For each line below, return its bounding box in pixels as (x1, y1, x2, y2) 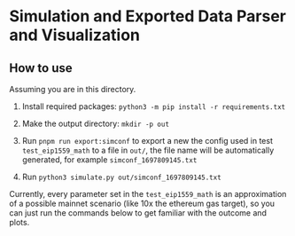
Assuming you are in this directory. (9, 84, 136, 94)
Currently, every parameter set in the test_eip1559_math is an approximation (9, 189, 287, 199)
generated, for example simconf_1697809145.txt (21, 154, 198, 165)
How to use (9, 60, 73, 75)
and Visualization (9, 25, 140, 45)
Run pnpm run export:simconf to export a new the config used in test (21, 136, 273, 146)
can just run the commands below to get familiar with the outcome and (9, 208, 268, 218)
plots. (9, 217, 30, 227)
